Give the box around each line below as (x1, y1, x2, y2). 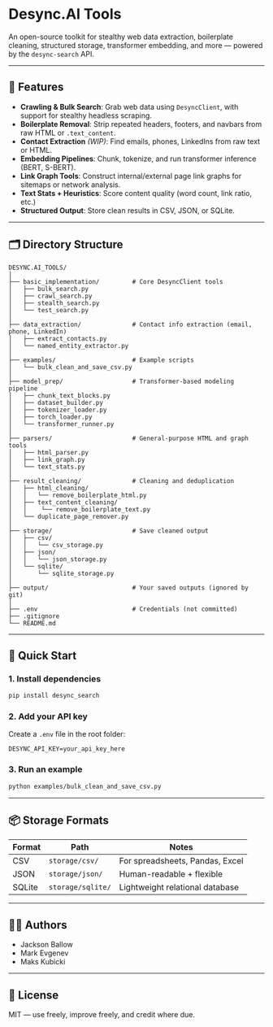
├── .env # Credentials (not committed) (8, 605, 238, 613)
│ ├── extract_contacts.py (8, 334, 107, 342)
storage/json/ (48, 869, 103, 879)
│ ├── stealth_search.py (8, 298, 100, 307)
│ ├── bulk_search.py (8, 285, 89, 293)
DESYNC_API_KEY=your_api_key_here (8, 745, 126, 753)
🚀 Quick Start (8, 648, 77, 663)
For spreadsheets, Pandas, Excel (119, 855, 244, 867)
